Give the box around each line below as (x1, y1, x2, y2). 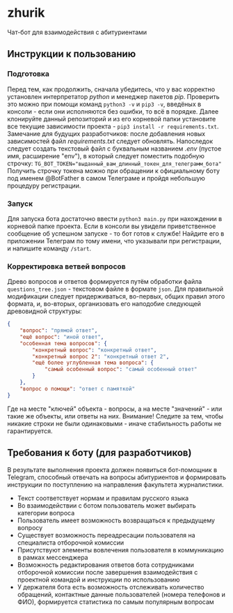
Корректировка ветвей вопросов (7, 262, 127, 271)
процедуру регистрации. (7, 181, 81, 190)
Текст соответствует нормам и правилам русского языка (17, 494, 189, 502)
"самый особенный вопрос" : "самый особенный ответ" (44, 366, 198, 373)
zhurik (7, 5, 45, 21)
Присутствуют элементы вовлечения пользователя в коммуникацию (17, 545, 224, 554)
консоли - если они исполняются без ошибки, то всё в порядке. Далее (7, 107, 219, 116)
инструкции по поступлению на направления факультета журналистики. (7, 480, 224, 489)
